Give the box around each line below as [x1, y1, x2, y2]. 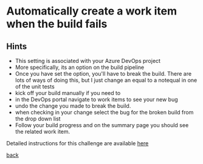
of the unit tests [15, 83, 55, 90]
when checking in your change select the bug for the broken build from [15, 109, 194, 116]
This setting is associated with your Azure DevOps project [15, 57, 161, 64]
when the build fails [6, 17, 108, 31]
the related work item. [15, 128, 71, 135]
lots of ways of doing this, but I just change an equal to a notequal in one [15, 77, 198, 84]
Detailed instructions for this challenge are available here [6, 140, 149, 146]
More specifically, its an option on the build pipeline [15, 64, 145, 71]
